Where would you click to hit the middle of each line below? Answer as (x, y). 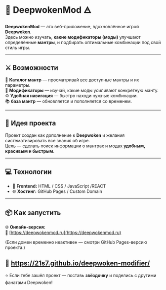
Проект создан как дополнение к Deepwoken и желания (65, 135)
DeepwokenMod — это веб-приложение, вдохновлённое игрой (72, 26)
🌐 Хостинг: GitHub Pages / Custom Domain (57, 191)
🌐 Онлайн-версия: (25, 227)
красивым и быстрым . (30, 151)
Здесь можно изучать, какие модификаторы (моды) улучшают (73, 37)
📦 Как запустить (33, 212)
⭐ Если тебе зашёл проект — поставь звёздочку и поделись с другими (81, 275)
